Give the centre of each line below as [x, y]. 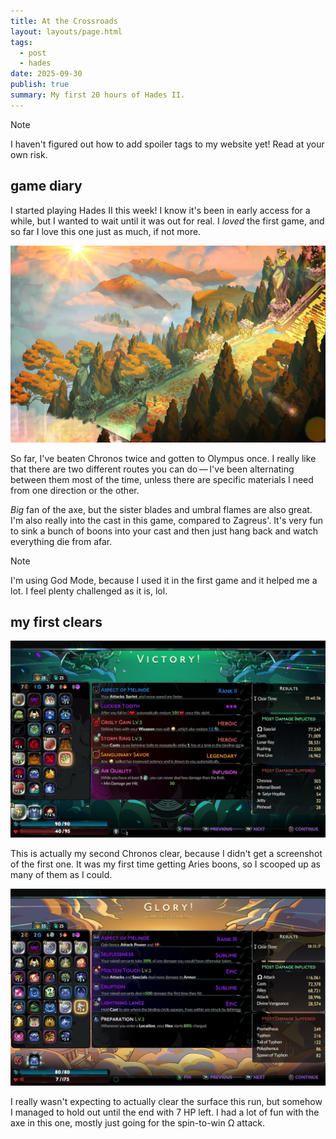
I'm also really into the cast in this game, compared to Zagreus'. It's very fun [167, 520]
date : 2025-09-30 [46, 74]
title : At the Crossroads [64, 21]
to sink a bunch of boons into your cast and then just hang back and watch [164, 531]
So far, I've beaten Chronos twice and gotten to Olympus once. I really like [163, 458]
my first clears [56, 621]
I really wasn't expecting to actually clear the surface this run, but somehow [166, 1102]
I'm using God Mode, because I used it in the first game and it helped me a [164, 580]
